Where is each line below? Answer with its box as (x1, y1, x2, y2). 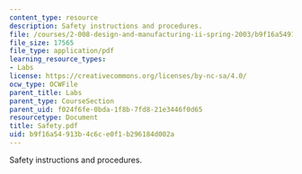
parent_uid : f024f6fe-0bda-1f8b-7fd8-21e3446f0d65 (9, 105, 203, 114)
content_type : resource (9, 13, 99, 22)
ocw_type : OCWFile (9, 80, 78, 89)
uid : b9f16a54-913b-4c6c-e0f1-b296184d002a (9, 130, 175, 139)
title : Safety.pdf (9, 122, 78, 131)
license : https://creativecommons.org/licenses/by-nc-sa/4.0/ (9, 72, 247, 81)
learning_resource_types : (9, 55, 106, 64)
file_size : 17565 (9, 38, 75, 48)
